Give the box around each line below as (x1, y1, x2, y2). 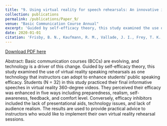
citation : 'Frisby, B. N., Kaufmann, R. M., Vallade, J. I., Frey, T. (5, 35, 155, 40)
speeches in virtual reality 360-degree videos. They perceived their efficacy (5, 84, 162, 90)
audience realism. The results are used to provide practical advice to (5, 105, 146, 112)
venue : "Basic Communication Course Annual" (5, 21, 99, 26)
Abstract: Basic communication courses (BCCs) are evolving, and (5, 58, 139, 64)
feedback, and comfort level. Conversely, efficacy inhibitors (29, 95, 152, 101)
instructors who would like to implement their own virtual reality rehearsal (5, 111, 156, 117)
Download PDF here (5, 48, 46, 55)
